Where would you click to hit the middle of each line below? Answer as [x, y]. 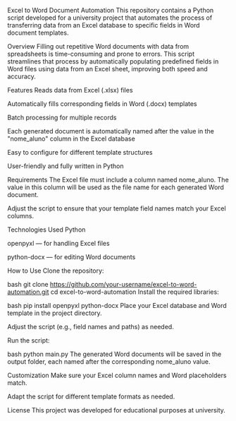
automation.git [28, 292]
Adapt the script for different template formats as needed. [91, 396]
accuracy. [22, 76]
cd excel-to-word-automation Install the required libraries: [135, 292]
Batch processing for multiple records [62, 117]
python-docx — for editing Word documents [72, 257]
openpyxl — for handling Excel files [59, 243]
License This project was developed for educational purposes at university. [116, 410]
